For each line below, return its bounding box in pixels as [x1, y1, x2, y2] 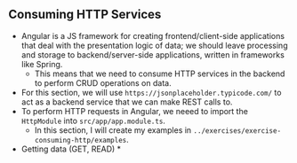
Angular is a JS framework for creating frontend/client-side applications [20, 30, 285, 41]
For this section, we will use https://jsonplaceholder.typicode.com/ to [20, 87, 282, 97]
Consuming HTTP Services [8, 7, 162, 22]
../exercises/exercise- [193, 126, 282, 136]
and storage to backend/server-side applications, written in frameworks [20, 49, 285, 60]
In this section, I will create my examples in [34, 124, 192, 136]
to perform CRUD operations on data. [34, 77, 172, 88]
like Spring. [20, 58, 63, 69]
